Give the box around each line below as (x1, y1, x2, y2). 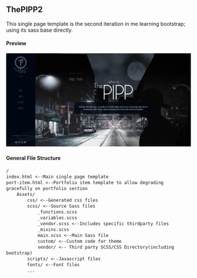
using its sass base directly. (6, 26, 73, 33)
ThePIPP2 (6, 5, 43, 15)
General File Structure (6, 154, 61, 161)
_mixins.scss (37, 227, 69, 233)
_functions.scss (37, 209, 77, 215)
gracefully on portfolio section (6, 186, 88, 192)
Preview (6, 40, 26, 47)
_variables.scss (37, 215, 77, 221)
